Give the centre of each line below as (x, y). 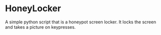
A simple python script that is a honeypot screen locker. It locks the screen (80, 22)
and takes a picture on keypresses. (40, 27)
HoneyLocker (33, 9)
